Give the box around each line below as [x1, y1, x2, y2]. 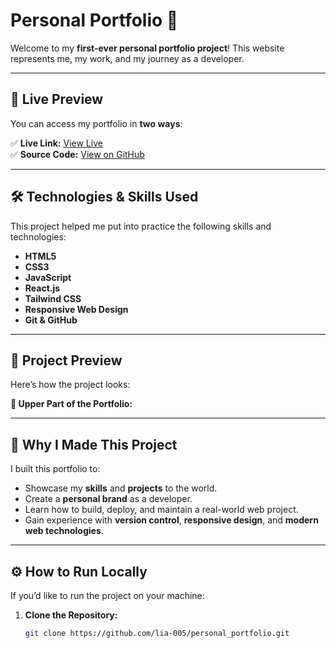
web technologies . [24, 525, 104, 537]
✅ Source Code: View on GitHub [10, 148, 145, 160]
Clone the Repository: [24, 609, 118, 621]
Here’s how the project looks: [10, 379, 131, 391]
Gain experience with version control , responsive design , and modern [24, 514, 319, 526]
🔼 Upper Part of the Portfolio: [10, 398, 133, 410]
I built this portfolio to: [10, 463, 101, 475]
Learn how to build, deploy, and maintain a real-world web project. [24, 504, 299, 516]
